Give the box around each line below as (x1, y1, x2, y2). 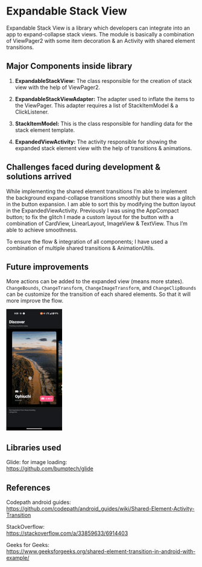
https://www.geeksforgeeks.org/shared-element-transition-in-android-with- (6, 548, 196, 555)
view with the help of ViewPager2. (14, 84, 101, 91)
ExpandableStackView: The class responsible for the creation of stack (14, 77, 192, 84)
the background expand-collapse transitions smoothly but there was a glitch (6, 194, 196, 201)
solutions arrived (6, 171, 72, 182)
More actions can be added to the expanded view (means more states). (6, 278, 184, 285)
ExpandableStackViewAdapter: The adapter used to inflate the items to (14, 95, 195, 102)
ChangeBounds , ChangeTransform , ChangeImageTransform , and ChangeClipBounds (6, 284, 197, 292)
